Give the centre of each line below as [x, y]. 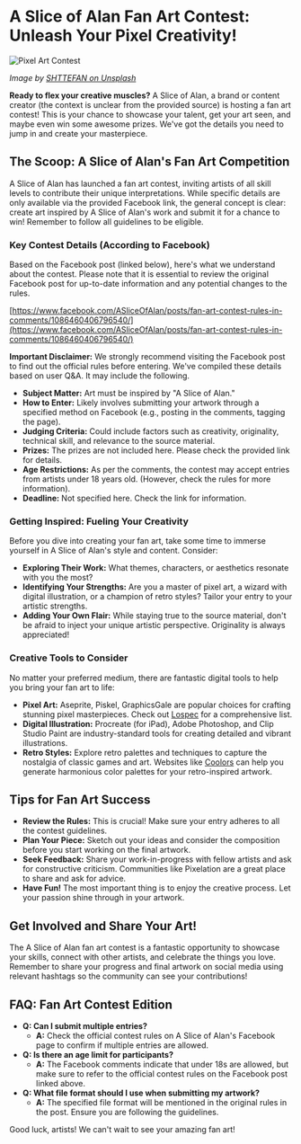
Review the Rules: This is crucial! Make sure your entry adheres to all [151, 821]
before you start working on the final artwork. [106, 850]
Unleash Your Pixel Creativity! [123, 35]
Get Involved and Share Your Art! [103, 926]
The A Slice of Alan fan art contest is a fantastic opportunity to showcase [145, 948]
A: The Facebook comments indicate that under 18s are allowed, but [162, 1064]
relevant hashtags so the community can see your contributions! [128, 976]
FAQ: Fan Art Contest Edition [91, 1004]
